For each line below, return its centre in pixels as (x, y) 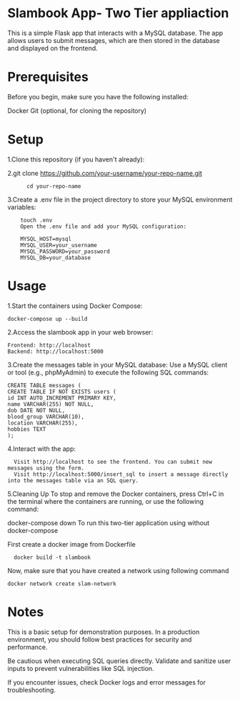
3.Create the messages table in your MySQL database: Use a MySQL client (117, 364)
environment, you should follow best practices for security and (100, 639)
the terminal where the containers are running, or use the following (106, 501)
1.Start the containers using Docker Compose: (75, 306)
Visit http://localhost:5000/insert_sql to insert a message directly (121, 474)
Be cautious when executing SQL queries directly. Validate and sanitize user (119, 661)
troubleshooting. (31, 690)
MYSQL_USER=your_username (59, 245)
